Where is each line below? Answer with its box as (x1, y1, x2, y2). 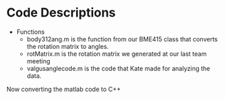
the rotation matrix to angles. (26, 42, 109, 50)
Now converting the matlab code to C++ (6, 85, 121, 93)
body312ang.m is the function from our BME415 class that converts (26, 34, 218, 43)
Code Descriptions (6, 5, 116, 21)
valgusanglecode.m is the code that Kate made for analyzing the (26, 64, 211, 72)
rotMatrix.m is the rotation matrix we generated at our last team (26, 50, 207, 58)
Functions (16, 28, 46, 36)
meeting (26, 57, 51, 65)
